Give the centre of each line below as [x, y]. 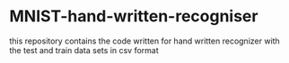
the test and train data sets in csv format [84, 50]
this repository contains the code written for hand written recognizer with [144, 41]
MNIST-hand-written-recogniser [134, 16]
